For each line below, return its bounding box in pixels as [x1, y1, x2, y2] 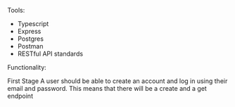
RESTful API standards [17, 49, 83, 58]
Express [17, 27, 42, 35]
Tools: [7, 6, 25, 14]
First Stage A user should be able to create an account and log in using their [7, 77, 228, 85]
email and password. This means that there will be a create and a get [7, 84, 208, 92]
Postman [17, 42, 44, 50]
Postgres [17, 34, 44, 43]
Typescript [17, 20, 49, 27]
